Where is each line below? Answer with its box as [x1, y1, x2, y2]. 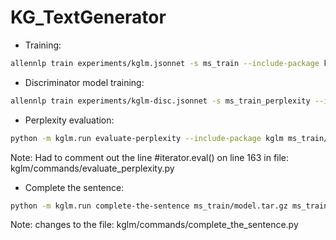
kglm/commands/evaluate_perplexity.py [10, 162, 175, 174]
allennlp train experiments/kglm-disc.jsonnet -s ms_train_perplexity [10, 96, 311, 106]
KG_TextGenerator [10, 6, 167, 29]
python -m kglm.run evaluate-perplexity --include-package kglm [10, 133, 284, 143]
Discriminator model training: [24, 76, 145, 88]
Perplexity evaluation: [24, 114, 115, 126]
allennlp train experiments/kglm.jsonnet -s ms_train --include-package [10, 58, 320, 68]
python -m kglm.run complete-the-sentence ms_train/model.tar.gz [10, 201, 288, 211]
